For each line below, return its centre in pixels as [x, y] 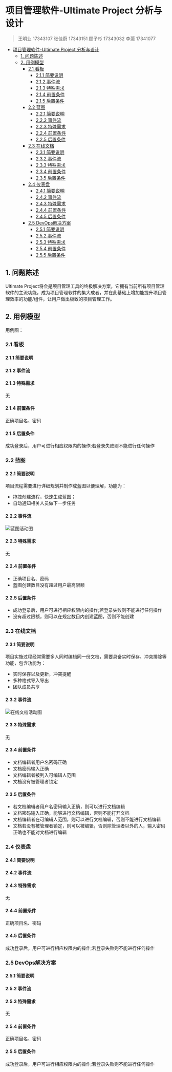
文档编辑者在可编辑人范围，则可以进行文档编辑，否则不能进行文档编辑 [87, 819]
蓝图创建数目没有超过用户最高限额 [49, 585]
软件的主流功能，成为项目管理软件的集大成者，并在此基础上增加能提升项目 [84, 292]
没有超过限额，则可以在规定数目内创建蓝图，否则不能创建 [73, 616]
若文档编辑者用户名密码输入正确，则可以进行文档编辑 [69, 806]
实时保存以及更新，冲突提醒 [42, 674]
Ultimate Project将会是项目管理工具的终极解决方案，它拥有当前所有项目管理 [85, 286]
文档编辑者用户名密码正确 [40, 762]
